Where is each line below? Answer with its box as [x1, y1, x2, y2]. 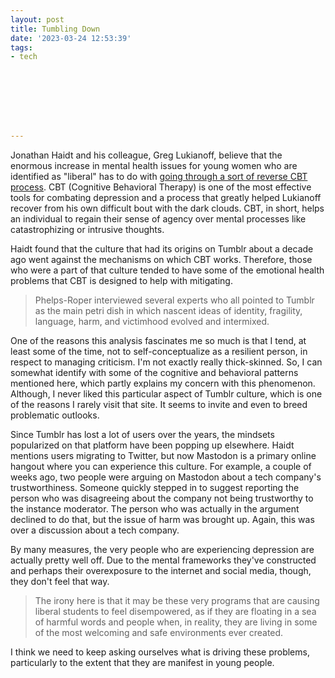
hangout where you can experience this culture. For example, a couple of [10, 461, 312, 473]
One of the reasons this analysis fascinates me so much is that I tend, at [10, 335, 307, 347]
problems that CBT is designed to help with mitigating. [10, 275, 233, 287]
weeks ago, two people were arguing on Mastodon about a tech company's [10, 471, 322, 483]
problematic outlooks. [10, 409, 100, 421]
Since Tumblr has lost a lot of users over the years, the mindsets [10, 429, 275, 441]
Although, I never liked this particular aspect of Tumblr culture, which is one [10, 388, 323, 400]
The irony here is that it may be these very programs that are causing [34, 595, 320, 607]
